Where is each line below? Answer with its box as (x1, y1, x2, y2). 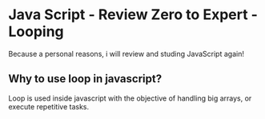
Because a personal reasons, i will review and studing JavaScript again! (8, 49, 244, 58)
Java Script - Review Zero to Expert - (8, 6, 259, 24)
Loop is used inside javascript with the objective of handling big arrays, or (8, 93, 252, 103)
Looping (8, 22, 64, 41)
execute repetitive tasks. (8, 101, 90, 111)
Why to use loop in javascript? (8, 72, 163, 85)
